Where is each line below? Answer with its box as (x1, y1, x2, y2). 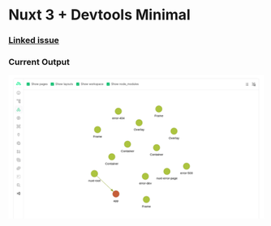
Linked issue (8, 35, 59, 46)
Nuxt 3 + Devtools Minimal (8, 6, 191, 24)
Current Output (8, 57, 71, 68)
